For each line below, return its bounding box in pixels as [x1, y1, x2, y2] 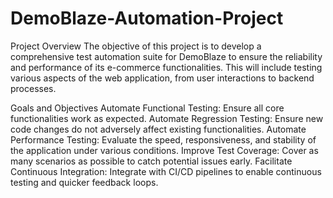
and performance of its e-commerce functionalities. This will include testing [10, 61, 323, 73]
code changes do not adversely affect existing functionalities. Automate [10, 123, 307, 135]
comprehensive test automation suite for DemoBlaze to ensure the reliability [10, 50, 323, 62]
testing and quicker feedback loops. [10, 176, 159, 188]
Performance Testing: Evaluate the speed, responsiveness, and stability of [10, 133, 317, 146]
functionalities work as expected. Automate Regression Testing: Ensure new [10, 112, 324, 124]
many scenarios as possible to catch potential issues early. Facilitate [10, 155, 293, 167]
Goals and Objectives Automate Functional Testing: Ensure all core [10, 102, 285, 114]
